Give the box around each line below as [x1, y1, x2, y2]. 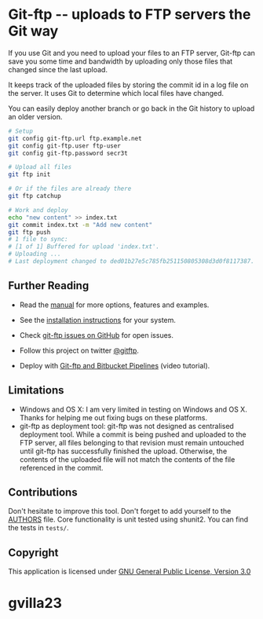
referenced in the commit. [19, 463, 104, 472]
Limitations [8, 383, 64, 397]
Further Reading [8, 279, 89, 292]
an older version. [8, 112, 63, 121]
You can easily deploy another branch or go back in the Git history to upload [8, 104, 255, 113]
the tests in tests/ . [8, 523, 69, 533]
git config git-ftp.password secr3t [8, 149, 128, 157]
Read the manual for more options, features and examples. [19, 300, 210, 309]
